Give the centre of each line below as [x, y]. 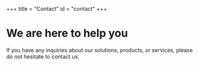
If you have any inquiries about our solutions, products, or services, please [99, 50]
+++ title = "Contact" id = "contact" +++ [57, 9]
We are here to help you [67, 33]
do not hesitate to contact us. [43, 56]
